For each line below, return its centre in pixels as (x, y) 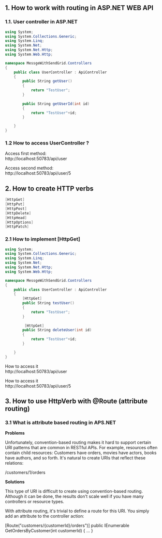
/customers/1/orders (25, 473)
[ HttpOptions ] (19, 222)
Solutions (15, 482)
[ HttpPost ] (16, 209)
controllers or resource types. (35, 502)
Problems (15, 433)
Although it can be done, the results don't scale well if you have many (74, 496)
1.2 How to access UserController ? (47, 143)
